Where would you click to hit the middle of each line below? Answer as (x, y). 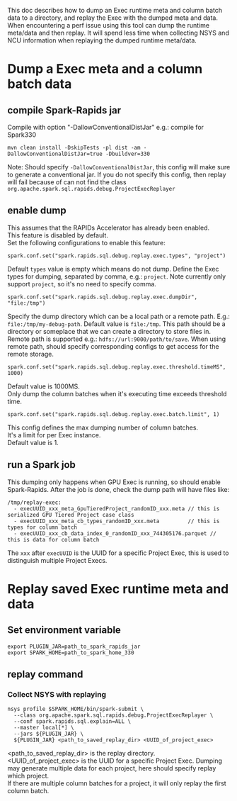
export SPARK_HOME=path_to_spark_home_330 (71, 652)
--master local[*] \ (44, 728)
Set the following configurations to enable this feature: (87, 242)
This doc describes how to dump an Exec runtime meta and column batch (115, 10)
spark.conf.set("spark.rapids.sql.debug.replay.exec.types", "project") (117, 256)
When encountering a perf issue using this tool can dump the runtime (109, 25)
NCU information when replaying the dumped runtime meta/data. (102, 40)
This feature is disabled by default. (58, 235)
